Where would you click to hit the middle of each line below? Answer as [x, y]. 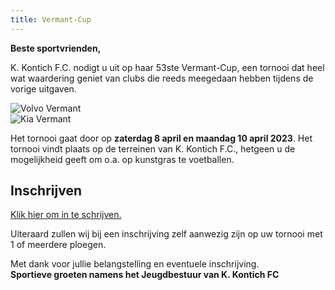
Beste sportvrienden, [56, 48]
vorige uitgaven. [43, 88]
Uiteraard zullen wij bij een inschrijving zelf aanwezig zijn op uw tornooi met [166, 234]
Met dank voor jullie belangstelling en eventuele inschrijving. [135, 264]
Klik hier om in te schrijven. [66, 215]
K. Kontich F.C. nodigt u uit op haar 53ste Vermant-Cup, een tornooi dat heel [167, 67]
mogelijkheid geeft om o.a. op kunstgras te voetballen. [122, 159]
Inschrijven [46, 191]
